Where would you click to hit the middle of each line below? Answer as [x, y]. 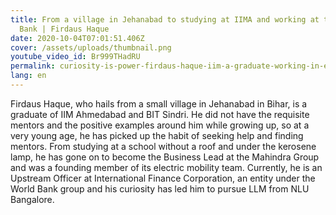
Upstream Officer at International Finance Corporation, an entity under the [163, 178]
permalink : [33, 66]
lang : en [28, 76]
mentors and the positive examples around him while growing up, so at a [160, 125]
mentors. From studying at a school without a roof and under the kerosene [163, 146]
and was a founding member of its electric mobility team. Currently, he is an [166, 167]
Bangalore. [32, 199]
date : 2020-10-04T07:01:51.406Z [77, 38]
